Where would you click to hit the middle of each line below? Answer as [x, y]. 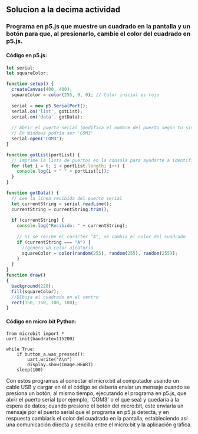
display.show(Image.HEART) [60, 365]
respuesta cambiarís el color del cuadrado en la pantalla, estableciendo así [97, 419]
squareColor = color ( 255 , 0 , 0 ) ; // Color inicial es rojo [85, 95]
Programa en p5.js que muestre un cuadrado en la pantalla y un [98, 27]
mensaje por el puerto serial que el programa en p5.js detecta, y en [88, 412]
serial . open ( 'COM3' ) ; [38, 139]
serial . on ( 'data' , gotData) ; [47, 117]
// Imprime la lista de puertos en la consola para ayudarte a [90, 160]
